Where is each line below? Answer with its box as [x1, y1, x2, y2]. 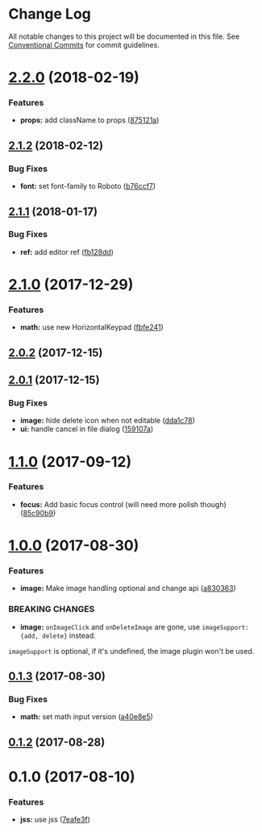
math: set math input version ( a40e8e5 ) [19, 712, 153, 722]
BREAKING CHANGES [8, 604, 95, 615]
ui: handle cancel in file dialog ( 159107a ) [19, 424, 154, 434]
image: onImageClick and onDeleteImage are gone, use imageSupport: [19, 622, 250, 631]
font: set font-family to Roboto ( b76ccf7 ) [19, 181, 156, 191]
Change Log [8, 5, 91, 23]
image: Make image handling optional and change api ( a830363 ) [19, 584, 236, 593]
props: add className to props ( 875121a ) [19, 115, 160, 125]
